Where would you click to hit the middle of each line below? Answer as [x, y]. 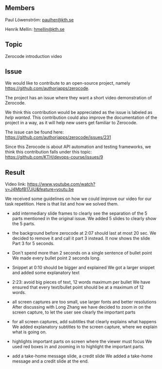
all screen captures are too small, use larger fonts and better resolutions [84, 302]
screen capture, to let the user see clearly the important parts [74, 312]
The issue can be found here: [35, 132]
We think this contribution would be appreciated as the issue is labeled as [79, 112]
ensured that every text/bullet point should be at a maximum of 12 [78, 287]
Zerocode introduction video [34, 56]
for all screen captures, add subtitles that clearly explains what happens [84, 322]
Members [20, 8]
